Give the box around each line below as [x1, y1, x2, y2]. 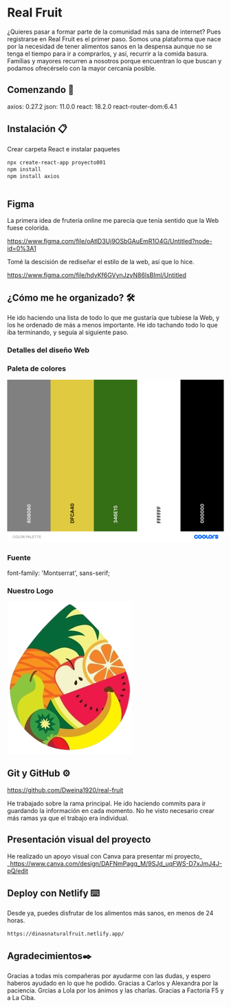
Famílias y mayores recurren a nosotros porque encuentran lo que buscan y [7, 56, 222, 65]
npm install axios [7, 173, 60, 180]
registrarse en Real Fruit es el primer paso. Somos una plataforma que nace [7, 34, 221, 43]
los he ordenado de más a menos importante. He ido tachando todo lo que [7, 321, 218, 329]
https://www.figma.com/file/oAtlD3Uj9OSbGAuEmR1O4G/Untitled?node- [7, 237, 212, 246]
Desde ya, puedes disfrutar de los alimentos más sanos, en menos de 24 [7, 909, 214, 918]
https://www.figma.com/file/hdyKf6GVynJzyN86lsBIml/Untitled [7, 271, 187, 279]
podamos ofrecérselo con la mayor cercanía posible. [7, 64, 157, 72]
